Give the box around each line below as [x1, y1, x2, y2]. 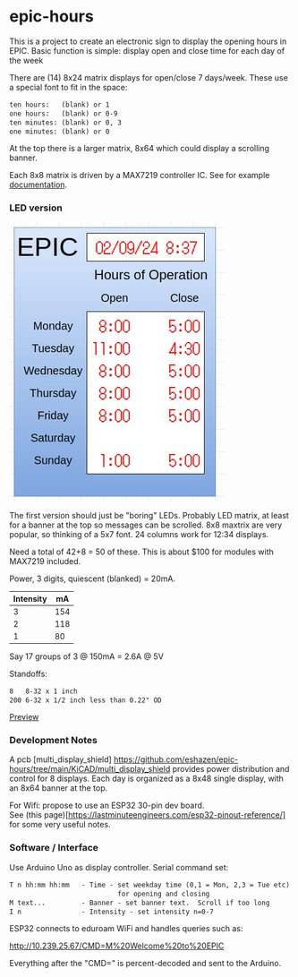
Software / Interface [9, 842, 98, 854]
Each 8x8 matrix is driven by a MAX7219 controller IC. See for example [9, 169, 270, 180]
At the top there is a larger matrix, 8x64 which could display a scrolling [9, 142, 270, 153]
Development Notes [9, 733, 98, 746]
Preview [9, 711, 39, 722]
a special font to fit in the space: [9, 81, 128, 92]
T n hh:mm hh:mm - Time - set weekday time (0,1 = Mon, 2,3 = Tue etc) [9, 880, 291, 889]
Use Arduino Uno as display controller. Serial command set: [9, 861, 229, 872]
